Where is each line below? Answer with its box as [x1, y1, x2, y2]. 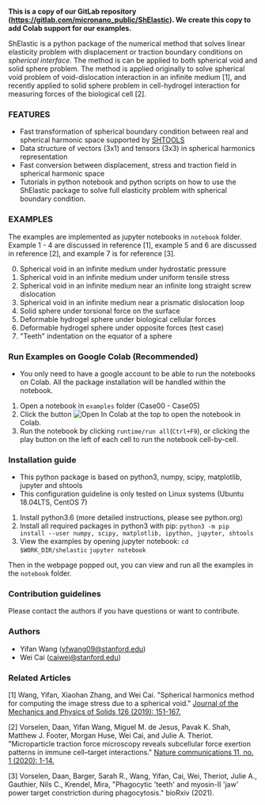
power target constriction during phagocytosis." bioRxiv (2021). [8, 788, 215, 798]
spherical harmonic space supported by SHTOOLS [19, 135, 185, 145]
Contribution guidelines [8, 588, 101, 599]
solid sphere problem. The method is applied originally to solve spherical [8, 64, 245, 74]
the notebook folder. [8, 569, 72, 578]
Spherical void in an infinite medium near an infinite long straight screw [19, 281, 252, 290]
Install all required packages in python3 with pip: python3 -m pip [19, 521, 229, 531]
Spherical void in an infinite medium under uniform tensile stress [19, 272, 230, 282]
